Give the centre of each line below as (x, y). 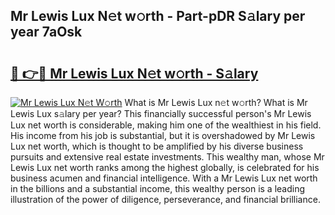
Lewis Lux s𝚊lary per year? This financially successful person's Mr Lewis (161, 113)
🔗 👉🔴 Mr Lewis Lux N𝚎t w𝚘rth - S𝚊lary (134, 73)
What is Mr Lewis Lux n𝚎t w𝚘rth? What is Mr (216, 102)
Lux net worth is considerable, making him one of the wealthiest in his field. (166, 125)
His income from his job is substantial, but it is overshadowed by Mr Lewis (163, 135)
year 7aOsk (46, 32)
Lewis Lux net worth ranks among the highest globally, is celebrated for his (165, 167)
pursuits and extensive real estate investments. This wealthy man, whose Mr (167, 157)
